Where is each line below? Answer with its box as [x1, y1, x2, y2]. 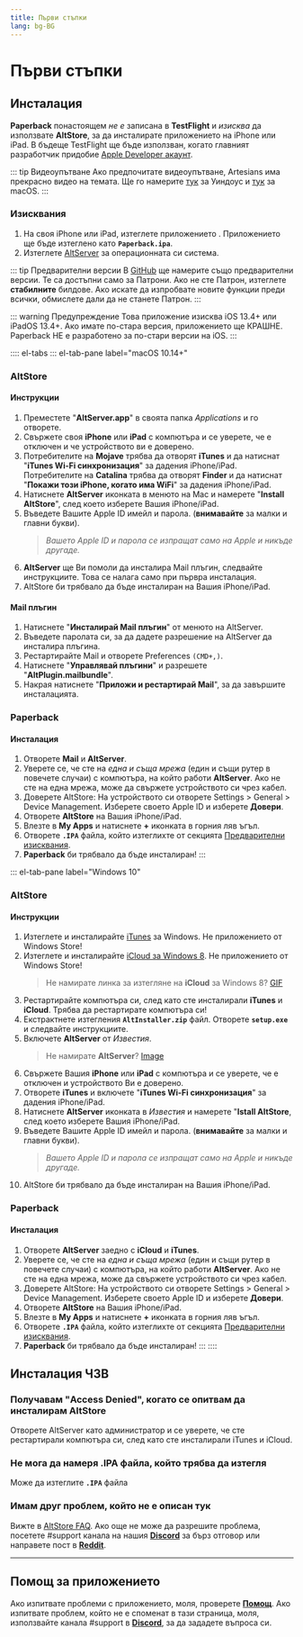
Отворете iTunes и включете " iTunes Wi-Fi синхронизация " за [22, 1087, 267, 1099]
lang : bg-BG [10, 22, 55, 31]
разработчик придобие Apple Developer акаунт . [10, 149, 193, 159]
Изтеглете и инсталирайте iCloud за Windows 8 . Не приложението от [22, 951, 289, 962]
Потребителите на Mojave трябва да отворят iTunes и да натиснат [22, 450, 281, 461]
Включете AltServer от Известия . [22, 1033, 152, 1045]
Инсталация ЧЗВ [10, 1366, 110, 1381]
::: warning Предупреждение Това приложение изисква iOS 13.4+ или [10, 311, 277, 321]
